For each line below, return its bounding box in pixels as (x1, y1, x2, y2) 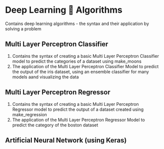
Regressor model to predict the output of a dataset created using (12, 106, 144, 112)
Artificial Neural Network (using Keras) (5, 136, 127, 144)
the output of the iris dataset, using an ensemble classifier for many (12, 69, 149, 74)
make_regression (12, 111, 48, 117)
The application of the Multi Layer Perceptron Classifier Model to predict (12, 63, 159, 69)
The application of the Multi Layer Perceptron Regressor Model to (12, 117, 145, 123)
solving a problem (5, 25, 42, 31)
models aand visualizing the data (12, 74, 79, 80)
